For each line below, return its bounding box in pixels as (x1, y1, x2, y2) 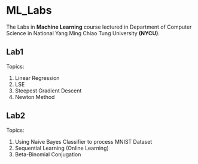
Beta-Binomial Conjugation (14, 150, 81, 158)
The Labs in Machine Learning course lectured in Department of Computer (6, 23, 192, 30)
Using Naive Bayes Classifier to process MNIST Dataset (14, 138, 153, 145)
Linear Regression (14, 74, 60, 81)
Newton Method (14, 93, 55, 100)
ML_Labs (6, 4, 52, 17)
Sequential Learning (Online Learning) (14, 144, 109, 151)
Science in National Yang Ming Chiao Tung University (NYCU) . (6, 29, 160, 36)
